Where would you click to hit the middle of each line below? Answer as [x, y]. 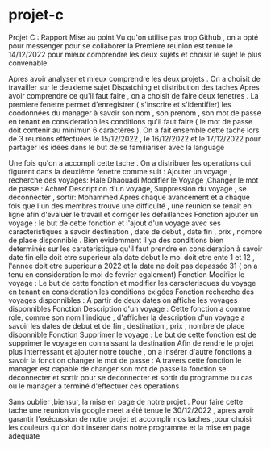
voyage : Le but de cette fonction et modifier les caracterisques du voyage [132, 283]
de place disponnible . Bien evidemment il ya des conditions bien [116, 240]
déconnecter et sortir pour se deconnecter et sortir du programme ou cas [131, 377]
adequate [24, 436]
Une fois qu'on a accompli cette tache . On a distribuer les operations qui [130, 162]
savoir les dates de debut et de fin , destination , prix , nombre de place [127, 325]
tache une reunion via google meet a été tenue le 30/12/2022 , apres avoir [131, 410]
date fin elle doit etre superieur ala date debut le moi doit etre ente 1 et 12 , [132, 257]
